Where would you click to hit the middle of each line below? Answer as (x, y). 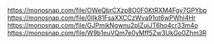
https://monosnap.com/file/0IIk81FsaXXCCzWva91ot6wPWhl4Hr (102, 18)
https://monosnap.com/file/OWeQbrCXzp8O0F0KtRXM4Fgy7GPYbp (107, 10)
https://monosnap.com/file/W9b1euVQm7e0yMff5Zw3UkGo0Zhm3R (107, 33)
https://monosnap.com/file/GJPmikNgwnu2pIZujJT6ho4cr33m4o (103, 25)
